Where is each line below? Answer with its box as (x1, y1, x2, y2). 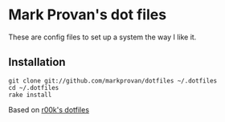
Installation (8, 55, 66, 69)
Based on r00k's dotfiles (8, 104, 90, 114)
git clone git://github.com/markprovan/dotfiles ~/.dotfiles (8, 76, 218, 85)
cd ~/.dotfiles (8, 83, 59, 91)
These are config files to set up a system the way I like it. (8, 32, 197, 42)
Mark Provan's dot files (8, 6, 167, 24)
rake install (8, 91, 52, 99)
